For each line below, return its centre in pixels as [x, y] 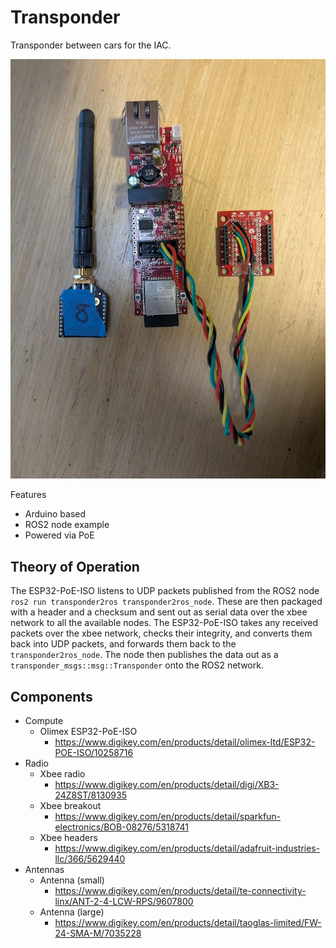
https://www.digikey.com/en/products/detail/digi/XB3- [167, 785]
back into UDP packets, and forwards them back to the [123, 644]
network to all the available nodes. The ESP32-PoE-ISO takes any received [164, 623]
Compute [44, 721]
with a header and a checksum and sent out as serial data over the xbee [159, 612]
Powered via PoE [59, 535]
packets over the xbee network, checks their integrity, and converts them [161, 633]
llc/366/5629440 [90, 859]
